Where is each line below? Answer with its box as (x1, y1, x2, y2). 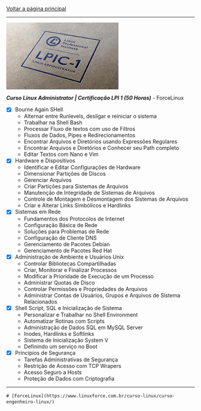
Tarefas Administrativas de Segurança (23, 355, 118, 363)
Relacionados (23, 298, 58, 305)
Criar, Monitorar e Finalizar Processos (23, 266, 117, 274)
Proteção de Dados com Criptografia (23, 375, 115, 382)
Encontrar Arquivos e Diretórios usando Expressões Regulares (23, 138, 178, 145)
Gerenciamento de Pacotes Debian (23, 240, 110, 247)
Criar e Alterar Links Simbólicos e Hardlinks (23, 202, 131, 209)
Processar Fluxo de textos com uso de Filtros (23, 125, 136, 133)
